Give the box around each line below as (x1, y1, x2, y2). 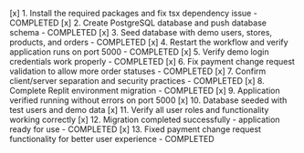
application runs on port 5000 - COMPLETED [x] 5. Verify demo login (9, 46, 269, 57)
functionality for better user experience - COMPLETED (9, 134, 215, 144)
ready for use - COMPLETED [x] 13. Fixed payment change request (9, 124, 262, 135)
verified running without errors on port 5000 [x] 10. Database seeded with (9, 95, 288, 106)
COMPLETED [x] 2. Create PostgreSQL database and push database (9, 17, 267, 28)
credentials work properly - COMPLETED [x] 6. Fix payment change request (9, 56, 295, 66)
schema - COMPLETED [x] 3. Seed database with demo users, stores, (9, 27, 272, 37)
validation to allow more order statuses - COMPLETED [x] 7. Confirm (9, 66, 267, 76)
